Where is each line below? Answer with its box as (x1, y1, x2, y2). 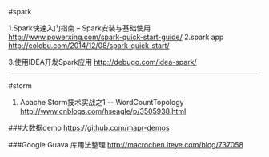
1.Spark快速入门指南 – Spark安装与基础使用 (8, 23, 151, 33)
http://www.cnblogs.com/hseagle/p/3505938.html (19, 107, 187, 115)
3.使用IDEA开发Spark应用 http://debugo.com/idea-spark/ (8, 58, 198, 66)
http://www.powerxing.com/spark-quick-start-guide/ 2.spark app (8, 32, 224, 42)
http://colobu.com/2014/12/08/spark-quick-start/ (8, 41, 170, 50)
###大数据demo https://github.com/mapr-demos (8, 123, 170, 132)
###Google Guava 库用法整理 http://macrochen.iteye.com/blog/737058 (8, 140, 244, 149)
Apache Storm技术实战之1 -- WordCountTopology (19, 98, 184, 107)
